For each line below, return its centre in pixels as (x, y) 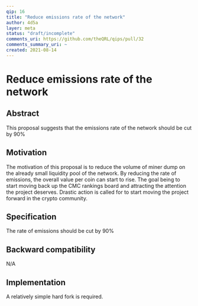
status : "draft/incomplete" (41, 34)
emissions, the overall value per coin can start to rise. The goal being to (93, 179)
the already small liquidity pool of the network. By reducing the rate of (91, 173)
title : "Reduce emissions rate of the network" (66, 17)
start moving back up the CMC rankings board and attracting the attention (96, 185)
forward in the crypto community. (47, 198)
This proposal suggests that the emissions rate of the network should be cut (99, 128)
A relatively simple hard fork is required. (55, 297)
